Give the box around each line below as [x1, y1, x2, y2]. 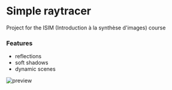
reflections [14, 53, 42, 60]
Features [6, 39, 33, 47]
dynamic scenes [14, 65, 56, 73]
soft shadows [14, 59, 49, 67]
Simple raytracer [6, 4, 92, 18]
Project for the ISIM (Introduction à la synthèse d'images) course [6, 24, 166, 31]
